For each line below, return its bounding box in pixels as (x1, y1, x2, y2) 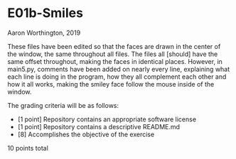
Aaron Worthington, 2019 (7, 28, 81, 37)
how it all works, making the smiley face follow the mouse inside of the (7, 79, 215, 88)
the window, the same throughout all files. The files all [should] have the (7, 50, 218, 58)
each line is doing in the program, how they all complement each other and (7, 72, 227, 81)
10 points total (7, 143, 48, 152)
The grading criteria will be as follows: (7, 101, 119, 109)
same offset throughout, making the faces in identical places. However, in (7, 57, 222, 65)
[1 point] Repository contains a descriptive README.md (17, 122, 180, 131)
